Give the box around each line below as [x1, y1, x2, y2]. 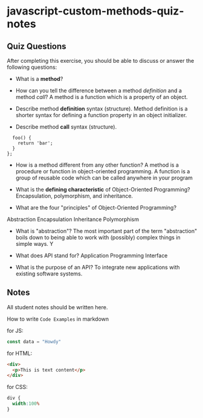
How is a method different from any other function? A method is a [15, 161, 179, 169]
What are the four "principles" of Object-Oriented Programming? [15, 204, 177, 211]
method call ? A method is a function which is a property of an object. [15, 94, 188, 100]
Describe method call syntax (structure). [15, 123, 117, 130]
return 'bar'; [18, 140, 53, 146]
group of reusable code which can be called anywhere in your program [15, 174, 193, 181]
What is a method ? [15, 76, 63, 82]
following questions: [7, 63, 57, 71]
